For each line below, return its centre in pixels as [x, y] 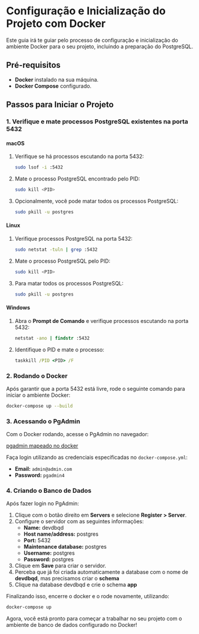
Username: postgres [49, 553]
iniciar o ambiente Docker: [38, 395]
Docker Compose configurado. [53, 86]
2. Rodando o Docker [37, 375]
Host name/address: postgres [61, 534]
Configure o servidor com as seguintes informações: [79, 521]
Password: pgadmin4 [40, 475]
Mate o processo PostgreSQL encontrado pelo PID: [77, 179]
